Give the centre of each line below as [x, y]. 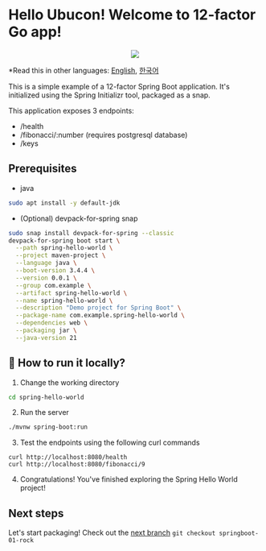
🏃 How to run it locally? [67, 363]
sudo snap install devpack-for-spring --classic [91, 233]
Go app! [35, 32]
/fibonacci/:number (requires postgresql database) [104, 135]
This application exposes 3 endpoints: [71, 110]
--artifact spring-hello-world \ [72, 293]
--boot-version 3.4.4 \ [55, 271]
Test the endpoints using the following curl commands [110, 443]
